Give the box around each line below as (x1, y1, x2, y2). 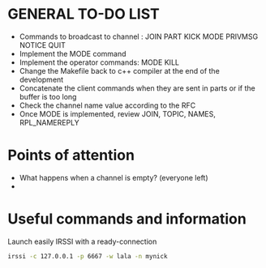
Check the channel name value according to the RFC (19, 100, 196, 110)
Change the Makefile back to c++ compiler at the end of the (19, 66, 220, 75)
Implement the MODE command (19, 49, 127, 58)
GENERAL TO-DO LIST (7, 5, 160, 23)
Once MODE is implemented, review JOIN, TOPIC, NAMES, (19, 108, 216, 118)
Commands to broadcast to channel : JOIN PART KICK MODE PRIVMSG (19, 32, 259, 41)
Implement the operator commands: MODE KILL (19, 57, 180, 67)
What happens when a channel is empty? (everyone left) (19, 172, 208, 182)
